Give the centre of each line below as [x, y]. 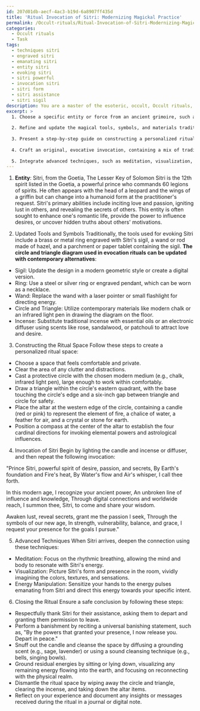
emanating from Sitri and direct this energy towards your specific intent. [103, 590]
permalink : [20, 23]
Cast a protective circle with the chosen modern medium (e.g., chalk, [99, 376]
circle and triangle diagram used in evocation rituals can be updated [101, 253]
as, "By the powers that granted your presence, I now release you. [96, 632]
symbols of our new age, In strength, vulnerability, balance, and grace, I [94, 523]
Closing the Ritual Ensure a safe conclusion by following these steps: [99, 602]
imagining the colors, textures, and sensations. [72, 578]
